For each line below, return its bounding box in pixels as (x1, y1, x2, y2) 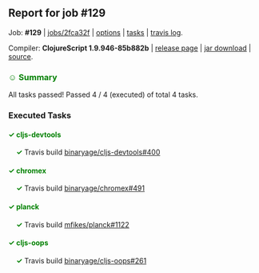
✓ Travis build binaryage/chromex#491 (15, 183, 145, 193)
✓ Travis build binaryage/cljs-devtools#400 (15, 147, 161, 157)
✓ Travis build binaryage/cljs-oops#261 (15, 255, 147, 265)
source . (8, 51, 34, 61)
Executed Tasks (8, 110, 72, 121)
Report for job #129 (8, 6, 106, 20)
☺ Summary (8, 71, 58, 82)
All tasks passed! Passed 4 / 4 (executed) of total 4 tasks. (8, 90, 198, 99)
